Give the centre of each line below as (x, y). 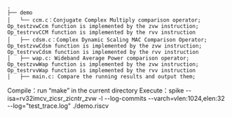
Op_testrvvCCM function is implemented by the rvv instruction (102, 32)
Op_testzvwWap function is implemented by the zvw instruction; (103, 64)
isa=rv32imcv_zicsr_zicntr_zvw (52, 98)
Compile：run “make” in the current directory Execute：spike (96, 90)
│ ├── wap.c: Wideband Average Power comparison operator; (98, 58)
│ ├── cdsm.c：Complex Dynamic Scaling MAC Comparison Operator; (107, 40)
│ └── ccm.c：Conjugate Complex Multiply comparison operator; (104, 20)
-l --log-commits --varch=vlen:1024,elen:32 (162, 98)
